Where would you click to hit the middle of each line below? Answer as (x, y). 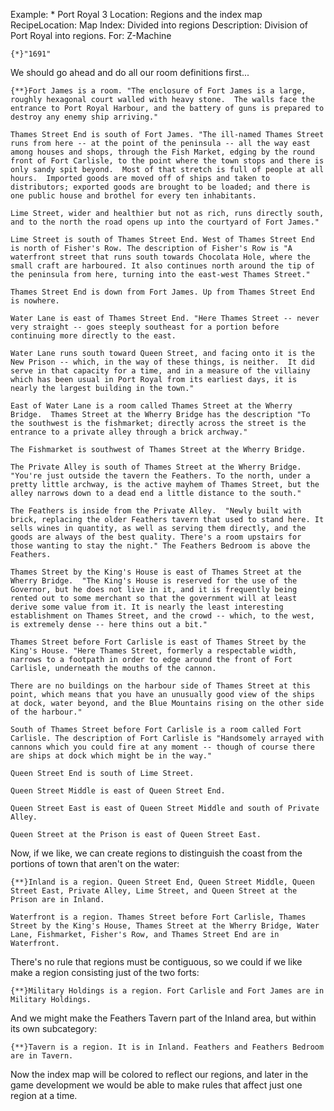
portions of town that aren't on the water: (95, 863)
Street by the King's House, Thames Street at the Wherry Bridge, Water (165, 926)
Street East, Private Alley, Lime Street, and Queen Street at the (154, 891)
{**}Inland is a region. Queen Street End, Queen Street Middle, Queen (162, 882)
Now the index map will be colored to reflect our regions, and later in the (159, 1074)
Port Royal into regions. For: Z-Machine (91, 35)
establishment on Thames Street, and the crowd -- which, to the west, (162, 616)
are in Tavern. (42, 1056)
